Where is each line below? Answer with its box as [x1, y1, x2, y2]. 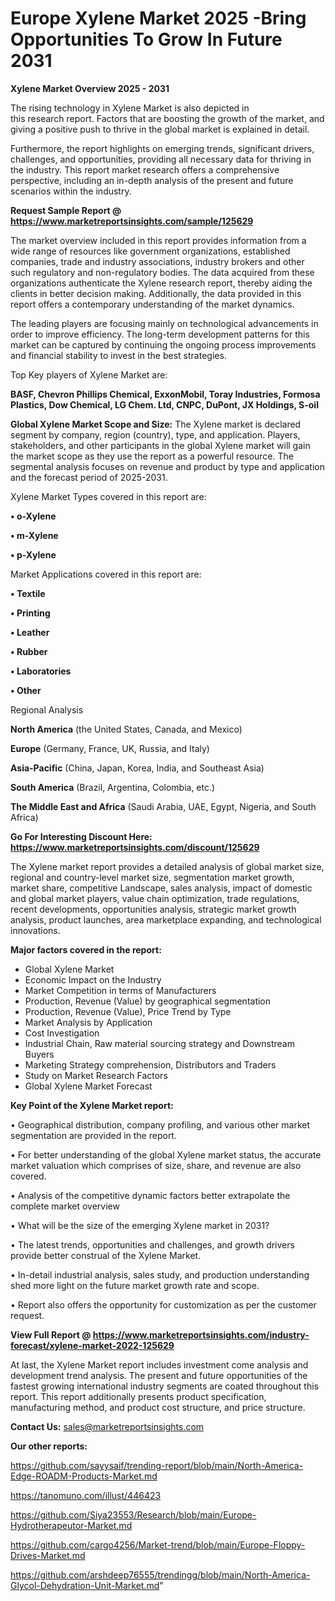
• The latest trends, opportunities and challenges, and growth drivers [10, 1238, 295, 1251]
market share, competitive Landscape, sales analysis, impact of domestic [10, 882, 313, 894]
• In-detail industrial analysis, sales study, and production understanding [10, 1268, 310, 1281]
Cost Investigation [24, 1027, 100, 1039]
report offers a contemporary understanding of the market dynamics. [10, 298, 295, 310]
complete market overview [10, 1200, 120, 1212]
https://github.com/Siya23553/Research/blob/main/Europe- [10, 1508, 257, 1521]
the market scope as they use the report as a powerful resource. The [10, 450, 294, 462]
